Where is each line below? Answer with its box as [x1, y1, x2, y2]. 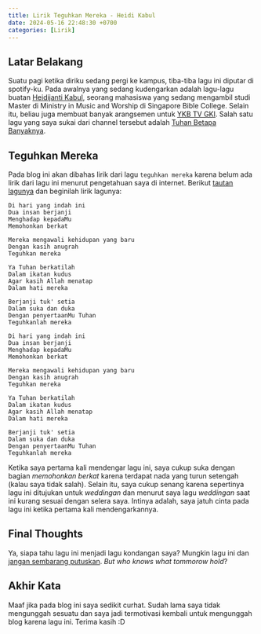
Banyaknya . [8, 126, 46, 136]
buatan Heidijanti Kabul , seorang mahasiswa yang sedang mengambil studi [8, 93, 251, 102]
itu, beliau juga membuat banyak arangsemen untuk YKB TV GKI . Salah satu [8, 109, 253, 119]
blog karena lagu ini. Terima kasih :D [8, 617, 125, 626]
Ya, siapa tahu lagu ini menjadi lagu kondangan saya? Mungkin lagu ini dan [8, 548, 249, 558]
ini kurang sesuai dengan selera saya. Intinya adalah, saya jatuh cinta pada [8, 497, 249, 505]
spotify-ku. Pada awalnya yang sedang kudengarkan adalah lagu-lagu [8, 84, 234, 94]
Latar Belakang [8, 55, 84, 68]
